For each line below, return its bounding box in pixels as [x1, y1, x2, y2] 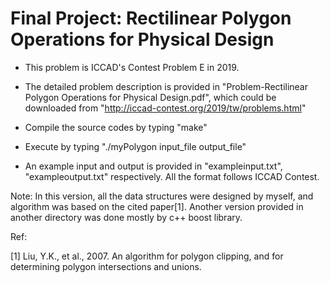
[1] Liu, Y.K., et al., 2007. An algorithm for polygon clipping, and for [10, 250, 284, 262]
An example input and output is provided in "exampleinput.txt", [24, 160, 283, 172]
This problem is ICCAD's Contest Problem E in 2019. [24, 61, 240, 73]
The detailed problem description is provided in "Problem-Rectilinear [24, 80, 309, 92]
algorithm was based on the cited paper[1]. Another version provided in [10, 200, 304, 212]
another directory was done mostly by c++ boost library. [10, 211, 243, 223]
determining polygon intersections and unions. [10, 260, 202, 272]
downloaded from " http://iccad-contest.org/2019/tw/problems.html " [24, 102, 307, 114]
